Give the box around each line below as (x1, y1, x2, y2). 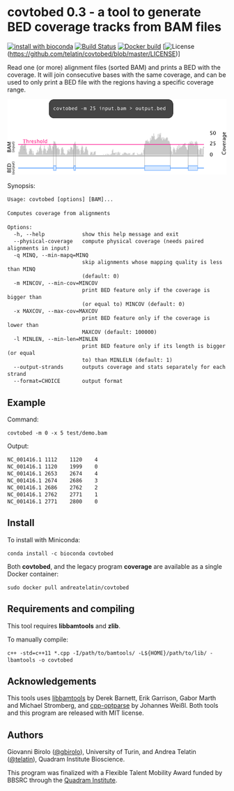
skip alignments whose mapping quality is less (81, 259, 223, 266)
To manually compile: (7, 635, 68, 644)
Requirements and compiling (7, 603, 135, 615)
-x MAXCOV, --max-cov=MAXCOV (13, 308, 98, 315)
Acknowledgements (7, 675, 97, 687)
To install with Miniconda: (7, 535, 81, 544)
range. (7, 85, 26, 94)
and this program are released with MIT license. (7, 709, 144, 717)
